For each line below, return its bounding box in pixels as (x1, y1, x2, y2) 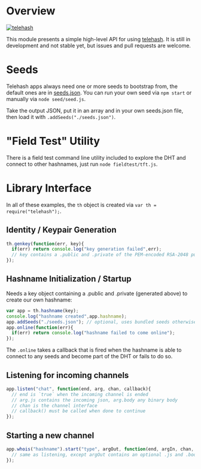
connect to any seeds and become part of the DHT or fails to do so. (6, 353, 173, 360)
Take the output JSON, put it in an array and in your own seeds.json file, (6, 106, 184, 114)
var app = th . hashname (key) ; (6, 307, 79, 313)
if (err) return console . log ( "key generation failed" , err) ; (11, 246, 162, 252)
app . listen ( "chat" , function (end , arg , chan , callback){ (6, 386, 151, 392)
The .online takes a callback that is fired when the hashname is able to (6, 346, 182, 354)
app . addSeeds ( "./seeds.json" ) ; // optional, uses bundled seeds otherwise (6, 319, 197, 325)
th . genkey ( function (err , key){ (6, 240, 84, 246)
